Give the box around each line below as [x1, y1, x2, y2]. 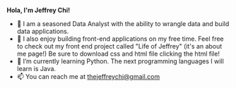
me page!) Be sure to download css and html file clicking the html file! [16, 49, 220, 58]
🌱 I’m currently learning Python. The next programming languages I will [16, 57, 224, 65]
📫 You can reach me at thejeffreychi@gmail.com [16, 73, 160, 80]
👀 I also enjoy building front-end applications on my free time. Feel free [16, 34, 224, 43]
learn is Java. [16, 65, 57, 73]
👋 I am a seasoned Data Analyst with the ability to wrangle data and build [16, 20, 230, 27]
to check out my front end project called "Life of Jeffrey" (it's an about [16, 42, 223, 50]
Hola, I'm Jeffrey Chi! [6, 6, 71, 14]
